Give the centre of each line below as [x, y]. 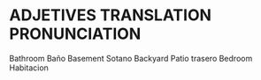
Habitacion [29, 68]
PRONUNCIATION [75, 34]
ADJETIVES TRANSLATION [111, 15]
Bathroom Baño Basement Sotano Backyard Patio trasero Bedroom [131, 58]
